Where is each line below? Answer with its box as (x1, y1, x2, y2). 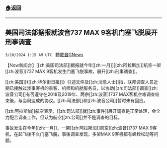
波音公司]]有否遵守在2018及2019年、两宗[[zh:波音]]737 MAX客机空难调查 (5, 91, 156, 97)
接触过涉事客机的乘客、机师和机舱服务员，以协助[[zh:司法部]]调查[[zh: (13, 85, 158, 91)
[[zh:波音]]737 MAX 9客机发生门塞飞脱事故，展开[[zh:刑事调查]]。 (5, 69, 140, 74)
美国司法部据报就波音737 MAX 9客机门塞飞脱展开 (5, 28, 158, 37)
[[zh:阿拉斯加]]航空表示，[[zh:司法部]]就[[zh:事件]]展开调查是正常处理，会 (5, 108, 157, 114)
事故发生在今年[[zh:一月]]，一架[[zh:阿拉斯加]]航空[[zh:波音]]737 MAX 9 (5, 125, 153, 131)
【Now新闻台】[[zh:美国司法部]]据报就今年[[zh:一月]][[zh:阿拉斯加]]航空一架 (5, 62, 162, 68)
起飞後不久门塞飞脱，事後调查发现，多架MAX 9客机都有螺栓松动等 (18, 131, 154, 137)
